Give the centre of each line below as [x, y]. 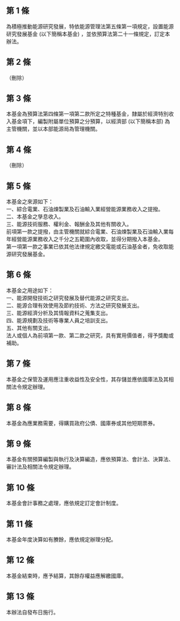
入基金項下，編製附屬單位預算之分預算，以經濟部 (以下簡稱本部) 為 [88, 121]
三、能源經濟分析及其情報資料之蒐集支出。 [59, 313]
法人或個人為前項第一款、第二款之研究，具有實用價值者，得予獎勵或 [90, 335]
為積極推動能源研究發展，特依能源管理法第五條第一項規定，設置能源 [90, 26]
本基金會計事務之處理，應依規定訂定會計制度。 [64, 503]
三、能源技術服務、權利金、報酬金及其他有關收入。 [69, 224]
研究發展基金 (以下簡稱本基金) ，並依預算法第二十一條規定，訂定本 [88, 34]
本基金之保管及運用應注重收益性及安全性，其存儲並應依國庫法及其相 [90, 379]
